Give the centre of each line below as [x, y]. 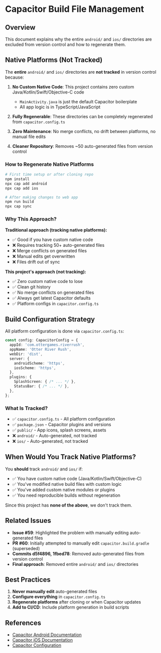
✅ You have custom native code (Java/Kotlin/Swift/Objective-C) [77, 478]
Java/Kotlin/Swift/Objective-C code [48, 92]
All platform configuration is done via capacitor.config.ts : [65, 331]
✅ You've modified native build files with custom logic [67, 484]
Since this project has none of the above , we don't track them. [69, 505]
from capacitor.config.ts [39, 122]
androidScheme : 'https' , [39, 363]
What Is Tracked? [27, 408]
